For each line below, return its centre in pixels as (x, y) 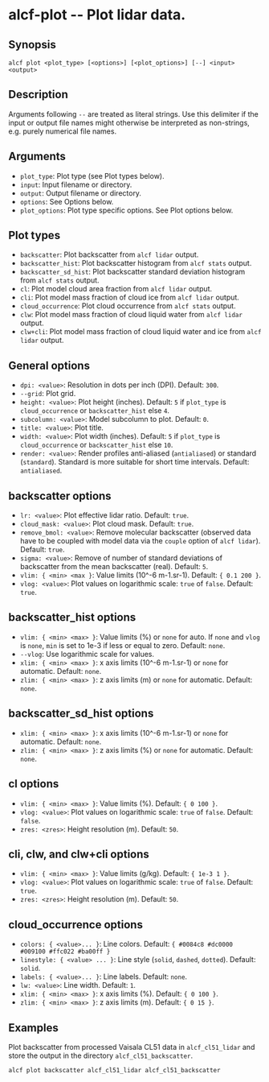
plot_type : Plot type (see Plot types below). (92, 176)
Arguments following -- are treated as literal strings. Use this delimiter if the (133, 114)
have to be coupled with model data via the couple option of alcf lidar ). (140, 541)
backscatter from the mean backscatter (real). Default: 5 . (114, 567)
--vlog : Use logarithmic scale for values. (87, 654)
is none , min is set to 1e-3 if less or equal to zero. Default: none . (122, 645)
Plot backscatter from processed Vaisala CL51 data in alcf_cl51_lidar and (132, 1047)
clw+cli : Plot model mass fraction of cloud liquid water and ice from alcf (141, 332)
